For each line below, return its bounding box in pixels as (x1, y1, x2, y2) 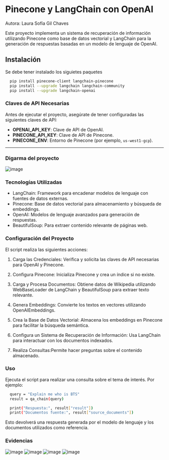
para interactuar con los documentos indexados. (12, 337, 113, 343)
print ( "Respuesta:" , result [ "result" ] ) (10, 405, 94, 411)
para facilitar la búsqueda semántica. (12, 322, 90, 328)
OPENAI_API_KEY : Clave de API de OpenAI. (12, 126, 104, 132)
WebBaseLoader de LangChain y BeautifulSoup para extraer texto (12, 286, 149, 292)
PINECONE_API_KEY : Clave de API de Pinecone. (12, 132, 114, 138)
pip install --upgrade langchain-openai (10, 88, 96, 93)
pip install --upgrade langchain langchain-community (10, 83, 125, 88)
